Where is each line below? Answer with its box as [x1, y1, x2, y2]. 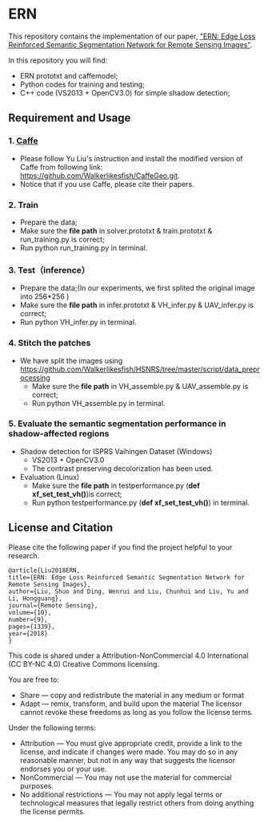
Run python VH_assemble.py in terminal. [31, 398, 166, 408]
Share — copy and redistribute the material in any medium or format [19, 690, 245, 700]
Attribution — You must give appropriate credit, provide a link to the [19, 738, 242, 748]
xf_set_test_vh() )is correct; [31, 489, 122, 498]
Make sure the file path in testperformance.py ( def [31, 481, 200, 490]
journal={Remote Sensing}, [8, 601, 98, 610]
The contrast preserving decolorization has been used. [31, 463, 214, 473]
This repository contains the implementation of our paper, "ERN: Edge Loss [8, 31, 256, 41]
